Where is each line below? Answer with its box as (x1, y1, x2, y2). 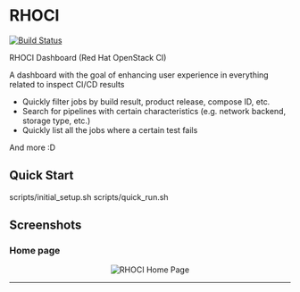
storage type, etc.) (21, 115, 91, 126)
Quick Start (9, 168, 74, 183)
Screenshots (9, 218, 82, 233)
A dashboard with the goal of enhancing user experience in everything (9, 69, 270, 80)
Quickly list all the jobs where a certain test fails (21, 124, 198, 135)
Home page (9, 245, 61, 257)
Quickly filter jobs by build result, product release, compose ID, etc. (21, 96, 271, 107)
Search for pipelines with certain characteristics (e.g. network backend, (21, 105, 287, 116)
